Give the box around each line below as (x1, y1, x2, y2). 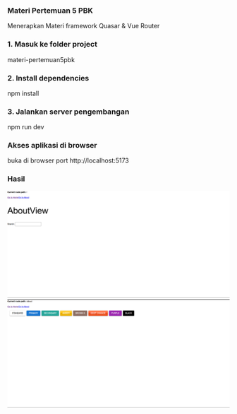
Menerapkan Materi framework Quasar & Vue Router (7, 22, 160, 30)
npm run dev (7, 123, 44, 131)
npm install (7, 89, 39, 97)
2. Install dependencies (7, 73, 90, 83)
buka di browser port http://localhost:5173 (7, 156, 129, 165)
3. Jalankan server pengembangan (7, 107, 130, 117)
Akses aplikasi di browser (7, 141, 97, 150)
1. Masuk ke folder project (7, 40, 97, 49)
